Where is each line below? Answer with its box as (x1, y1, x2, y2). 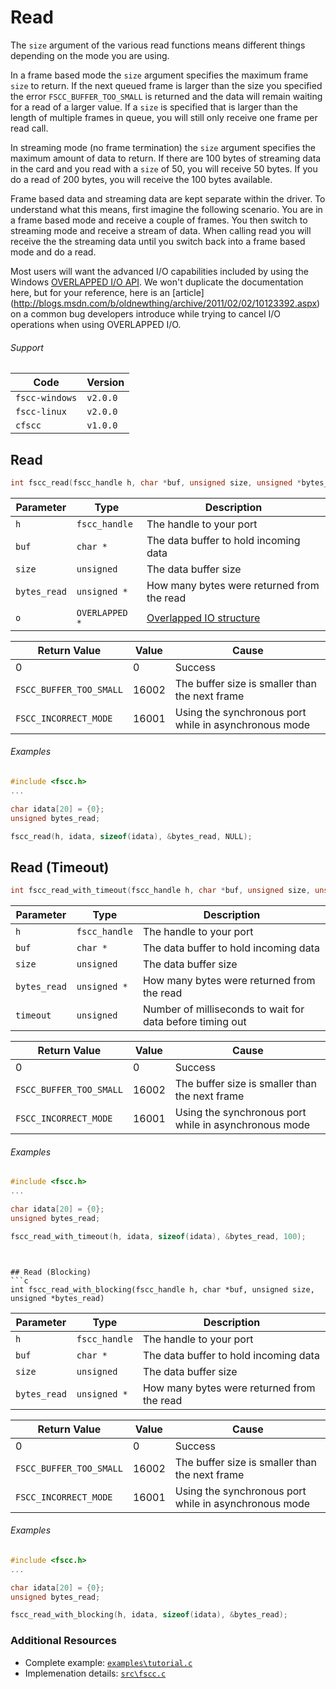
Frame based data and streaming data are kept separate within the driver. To (10, 192, 326, 205)
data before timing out (142, 1015, 247, 1029)
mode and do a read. (10, 246, 97, 258)
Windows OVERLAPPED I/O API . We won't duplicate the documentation (10, 276, 304, 288)
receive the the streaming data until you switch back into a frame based (10, 235, 306, 247)
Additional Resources (10, 1634, 117, 1648)
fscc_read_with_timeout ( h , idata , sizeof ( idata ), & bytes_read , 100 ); (10, 1231, 307, 1241)
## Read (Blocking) (10, 1267, 92, 1277)
